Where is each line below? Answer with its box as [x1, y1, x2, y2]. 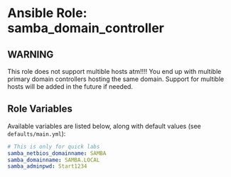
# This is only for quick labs [7, 143, 100, 150]
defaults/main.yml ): [7, 129, 66, 138]
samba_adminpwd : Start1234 [7, 163, 87, 170]
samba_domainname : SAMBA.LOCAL [7, 156, 100, 163]
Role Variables [7, 103, 72, 115]
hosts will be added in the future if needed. [7, 82, 134, 90]
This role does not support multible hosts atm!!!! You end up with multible [7, 68, 222, 75]
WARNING [7, 48, 54, 60]
